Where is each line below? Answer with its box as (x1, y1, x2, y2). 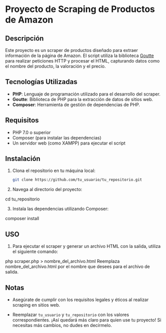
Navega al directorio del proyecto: (12, 186, 82, 192)
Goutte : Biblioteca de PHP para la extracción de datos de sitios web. (12, 96, 154, 102)
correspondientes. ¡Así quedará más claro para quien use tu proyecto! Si (12, 316, 162, 323)
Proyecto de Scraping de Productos (5, 3, 156, 15)
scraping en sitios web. (12, 301, 60, 308)
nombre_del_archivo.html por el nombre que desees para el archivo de (5, 263, 151, 269)
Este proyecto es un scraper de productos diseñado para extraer (5, 47, 138, 53)
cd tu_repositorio (5, 196, 40, 202)
